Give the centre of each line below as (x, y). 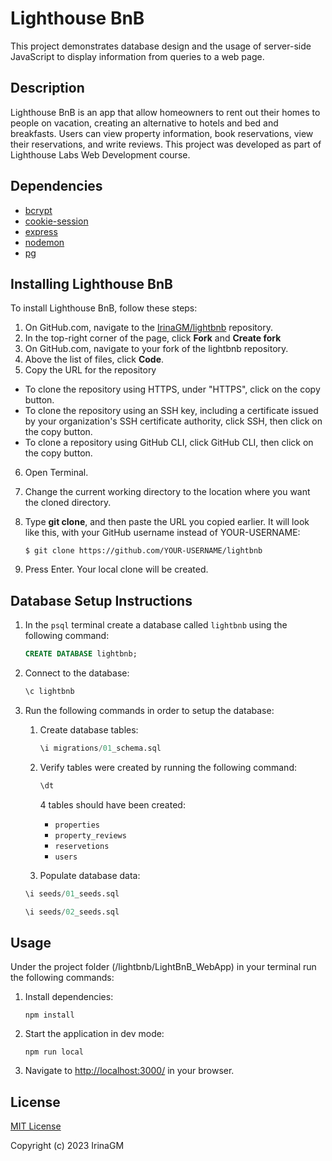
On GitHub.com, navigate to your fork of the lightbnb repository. (156, 349)
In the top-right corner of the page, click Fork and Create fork (153, 338)
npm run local (54, 1052)
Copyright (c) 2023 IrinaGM (67, 1146)
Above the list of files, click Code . (94, 359)
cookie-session (56, 221)
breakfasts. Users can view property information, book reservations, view (162, 133)
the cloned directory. (68, 503)
